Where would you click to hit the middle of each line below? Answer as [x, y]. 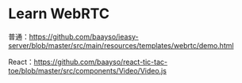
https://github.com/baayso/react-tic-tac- [101, 62]
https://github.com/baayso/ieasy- [84, 36]
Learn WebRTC [59, 14]
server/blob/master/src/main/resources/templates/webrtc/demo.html [121, 45]
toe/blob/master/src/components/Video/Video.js [87, 70]
